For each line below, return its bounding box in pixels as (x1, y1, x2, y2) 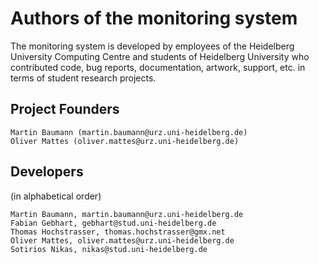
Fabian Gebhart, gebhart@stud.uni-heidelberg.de (10, 218, 217, 228)
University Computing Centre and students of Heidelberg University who (10, 50, 310, 62)
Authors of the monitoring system (10, 7, 298, 30)
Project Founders (10, 101, 120, 118)
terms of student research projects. (10, 72, 157, 84)
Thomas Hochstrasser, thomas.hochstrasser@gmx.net (10, 227, 226, 237)
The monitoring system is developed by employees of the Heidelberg (10, 40, 295, 52)
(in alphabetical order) (10, 190, 102, 202)
